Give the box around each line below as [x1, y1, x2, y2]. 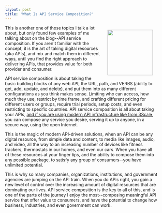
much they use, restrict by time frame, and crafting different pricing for [5, 96, 146, 102]
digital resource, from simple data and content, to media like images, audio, [5, 136, 155, 142]
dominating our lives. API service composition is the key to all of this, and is [5, 187, 155, 193]
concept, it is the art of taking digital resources [5, 46, 98, 51]
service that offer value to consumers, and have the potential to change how [5, 197, 157, 203]
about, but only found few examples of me [5, 30, 89, 36]
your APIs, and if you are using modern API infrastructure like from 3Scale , [5, 111, 154, 117]
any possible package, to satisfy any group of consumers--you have [5, 157, 142, 163]
